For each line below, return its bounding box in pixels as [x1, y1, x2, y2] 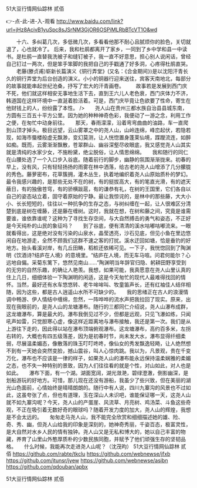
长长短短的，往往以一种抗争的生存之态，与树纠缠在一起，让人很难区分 [16, 200, 186, 207]
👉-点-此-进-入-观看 [6, 18, 56, 25]
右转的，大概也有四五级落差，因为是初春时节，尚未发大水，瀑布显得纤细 [6, 333, 181, 340]
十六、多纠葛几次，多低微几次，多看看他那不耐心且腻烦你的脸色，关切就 [16, 38, 191, 45]
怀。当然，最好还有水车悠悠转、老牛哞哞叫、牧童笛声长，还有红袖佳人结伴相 [6, 281, 191, 288]
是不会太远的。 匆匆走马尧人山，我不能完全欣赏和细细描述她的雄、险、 [6, 414, 184, 420]
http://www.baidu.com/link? [56, 18, 124, 25]
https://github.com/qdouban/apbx [6, 463, 88, 470]
